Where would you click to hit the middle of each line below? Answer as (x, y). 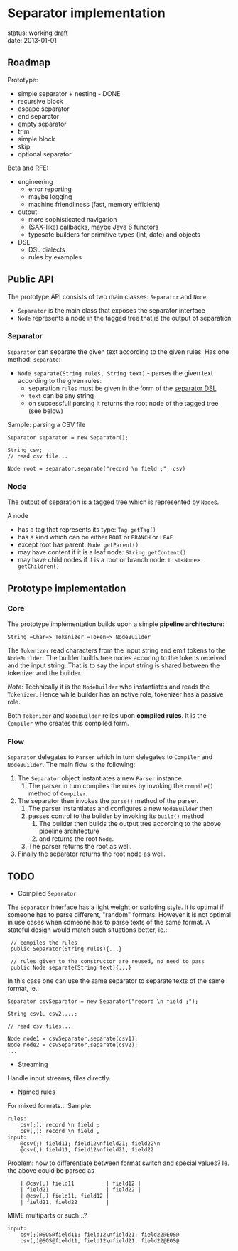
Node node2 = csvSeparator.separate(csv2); (73, 1045)
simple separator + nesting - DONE (69, 93)
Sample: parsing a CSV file (47, 424)
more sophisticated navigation (72, 219)
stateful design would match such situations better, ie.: (87, 930)
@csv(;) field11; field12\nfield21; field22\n (90, 1143)
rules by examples (55, 257)
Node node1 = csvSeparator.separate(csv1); (73, 1038)
